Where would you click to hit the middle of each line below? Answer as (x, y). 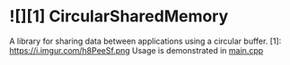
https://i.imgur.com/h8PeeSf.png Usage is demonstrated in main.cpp (136, 50)
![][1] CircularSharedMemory (119, 16)
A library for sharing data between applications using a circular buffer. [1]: (145, 41)
